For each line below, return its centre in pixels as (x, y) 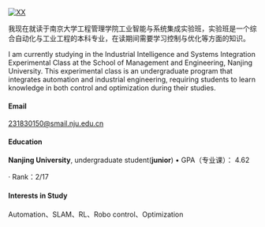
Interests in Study (38, 195)
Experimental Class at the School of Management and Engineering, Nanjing (130, 62)
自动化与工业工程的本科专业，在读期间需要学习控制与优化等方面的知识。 (132, 38)
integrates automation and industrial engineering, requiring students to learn (132, 79)
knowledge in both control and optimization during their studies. (112, 88)
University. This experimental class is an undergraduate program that (120, 71)
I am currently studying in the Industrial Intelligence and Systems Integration (132, 54)
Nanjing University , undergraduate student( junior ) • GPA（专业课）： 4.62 (129, 160)
